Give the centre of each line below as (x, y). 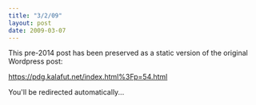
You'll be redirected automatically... (66, 92)
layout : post (30, 23)
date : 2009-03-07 (37, 30)
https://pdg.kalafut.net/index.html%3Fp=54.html (88, 77)
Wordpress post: (36, 61)
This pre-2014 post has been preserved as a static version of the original (128, 53)
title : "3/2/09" (35, 16)
